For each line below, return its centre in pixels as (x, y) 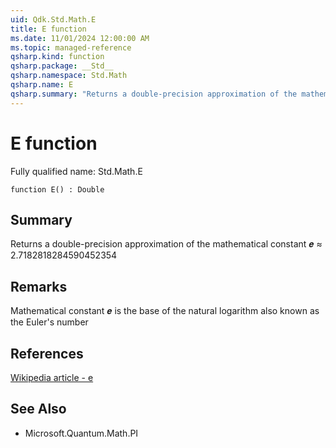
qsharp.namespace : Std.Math (69, 76)
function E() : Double (57, 189)
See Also (38, 409)
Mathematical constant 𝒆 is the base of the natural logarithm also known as (165, 311)
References (47, 353)
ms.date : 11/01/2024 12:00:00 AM (80, 38)
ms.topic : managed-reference (71, 47)
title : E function (48, 29)
